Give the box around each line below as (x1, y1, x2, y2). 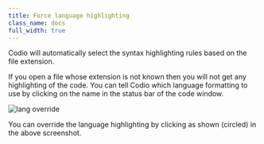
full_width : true (8, 26, 66, 34)
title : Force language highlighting (8, 11, 130, 20)
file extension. (8, 56, 55, 66)
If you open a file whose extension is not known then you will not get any (8, 72, 247, 82)
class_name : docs (8, 19, 66, 27)
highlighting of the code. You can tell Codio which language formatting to (8, 80, 248, 90)
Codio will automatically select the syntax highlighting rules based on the (8, 49, 248, 58)
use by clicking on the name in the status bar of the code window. (8, 89, 224, 99)
